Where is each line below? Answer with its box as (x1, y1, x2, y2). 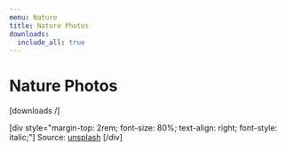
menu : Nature (9, 12, 58, 22)
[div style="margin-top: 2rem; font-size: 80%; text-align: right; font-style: (9, 123, 278, 133)
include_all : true (17, 37, 86, 47)
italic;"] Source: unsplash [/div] (9, 132, 123, 143)
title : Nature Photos (9, 21, 90, 30)
